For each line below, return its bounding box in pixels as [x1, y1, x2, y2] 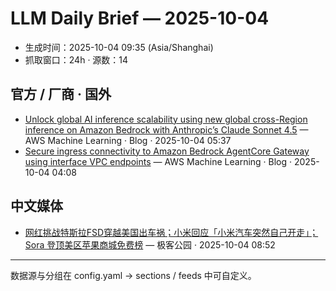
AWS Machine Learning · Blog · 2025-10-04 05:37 [24, 134, 232, 146]
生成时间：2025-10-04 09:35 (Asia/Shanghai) [24, 41, 214, 53]
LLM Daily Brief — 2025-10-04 [10, 7, 270, 30]
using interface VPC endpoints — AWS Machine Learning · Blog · [24, 155, 293, 167]
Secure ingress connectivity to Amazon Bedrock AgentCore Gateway [24, 145, 310, 157]
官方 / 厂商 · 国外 [10, 86, 112, 103]
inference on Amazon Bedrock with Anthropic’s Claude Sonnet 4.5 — [24, 123, 309, 136]
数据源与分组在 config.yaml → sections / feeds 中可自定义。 [10, 269, 257, 281]
